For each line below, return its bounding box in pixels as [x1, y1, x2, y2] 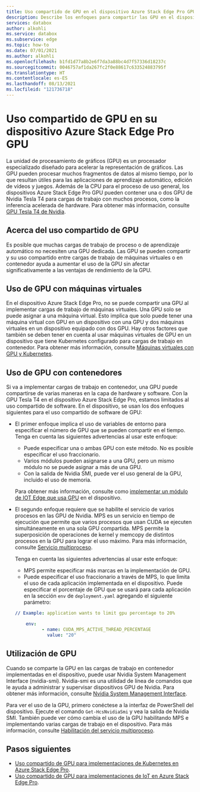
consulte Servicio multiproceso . [14, 544, 93, 551]
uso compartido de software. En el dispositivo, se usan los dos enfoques [6, 402, 185, 409]
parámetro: [23, 599, 51, 606]
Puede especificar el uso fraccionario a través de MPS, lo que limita [23, 574, 190, 581]
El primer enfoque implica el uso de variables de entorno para [14, 420, 167, 427]
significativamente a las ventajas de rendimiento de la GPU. [6, 266, 152, 273]
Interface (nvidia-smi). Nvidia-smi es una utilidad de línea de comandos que [6, 677, 192, 684]
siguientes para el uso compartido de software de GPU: [6, 409, 143, 416]
